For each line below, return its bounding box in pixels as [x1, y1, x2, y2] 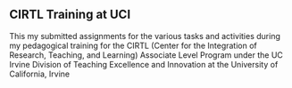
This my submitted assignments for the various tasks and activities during [9, 30, 281, 41]
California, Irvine [9, 68, 70, 79]
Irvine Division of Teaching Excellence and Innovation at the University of [9, 59, 279, 69]
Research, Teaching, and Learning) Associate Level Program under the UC [9, 49, 284, 60]
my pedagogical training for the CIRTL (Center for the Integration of [9, 40, 257, 51]
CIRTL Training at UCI [9, 7, 131, 22]
